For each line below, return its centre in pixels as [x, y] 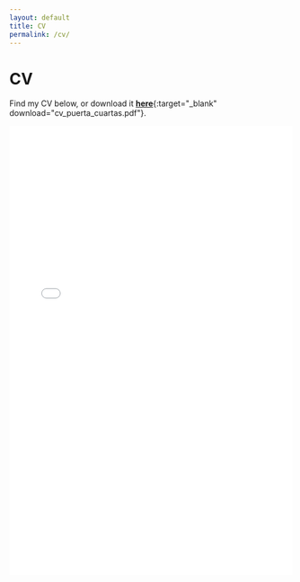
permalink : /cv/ [40, 34]
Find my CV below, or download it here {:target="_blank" [113, 103]
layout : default [40, 18]
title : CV [28, 26]
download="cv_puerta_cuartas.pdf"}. [78, 113]
